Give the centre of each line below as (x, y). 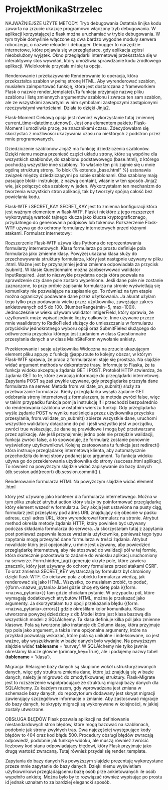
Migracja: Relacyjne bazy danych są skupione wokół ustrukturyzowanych (81, 666)
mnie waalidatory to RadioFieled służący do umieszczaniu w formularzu (79, 323)
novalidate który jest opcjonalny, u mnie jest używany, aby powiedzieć (78, 545)
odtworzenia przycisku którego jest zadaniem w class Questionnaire (76, 333)
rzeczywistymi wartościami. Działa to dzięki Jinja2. (58, 108)
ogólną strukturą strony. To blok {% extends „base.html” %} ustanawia (78, 170)
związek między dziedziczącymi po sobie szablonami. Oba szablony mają (81, 175)
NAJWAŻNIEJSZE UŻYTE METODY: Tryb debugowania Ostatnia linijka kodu (83, 23)
